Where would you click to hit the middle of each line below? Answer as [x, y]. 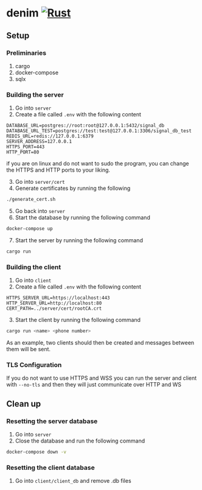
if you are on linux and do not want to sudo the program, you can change [98, 164]
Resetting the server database [52, 421]
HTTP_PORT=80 [23, 152]
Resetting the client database [51, 467]
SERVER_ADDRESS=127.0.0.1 [39, 142]
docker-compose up [30, 229]
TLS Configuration [34, 365]
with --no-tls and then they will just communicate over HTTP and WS [94, 385]
